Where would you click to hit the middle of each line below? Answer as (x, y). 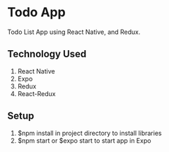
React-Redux (36, 93)
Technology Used (47, 54)
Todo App (36, 12)
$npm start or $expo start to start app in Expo (84, 140)
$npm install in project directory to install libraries (89, 133)
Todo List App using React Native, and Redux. (74, 32)
